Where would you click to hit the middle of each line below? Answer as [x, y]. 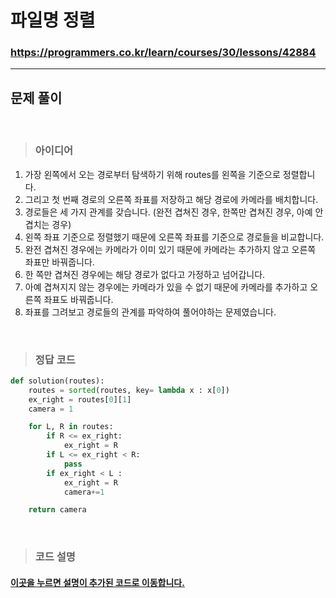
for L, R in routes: [71, 427]
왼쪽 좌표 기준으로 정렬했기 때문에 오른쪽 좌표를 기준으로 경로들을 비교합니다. [174, 237]
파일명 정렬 [53, 20]
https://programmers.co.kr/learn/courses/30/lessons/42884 [163, 53]
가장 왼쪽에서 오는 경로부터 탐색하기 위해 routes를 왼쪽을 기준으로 [152, 174]
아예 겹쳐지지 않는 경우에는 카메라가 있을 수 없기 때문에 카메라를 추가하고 [166, 287]
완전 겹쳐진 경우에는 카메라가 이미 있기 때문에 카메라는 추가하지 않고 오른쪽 [170, 249]
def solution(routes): [57, 381]
